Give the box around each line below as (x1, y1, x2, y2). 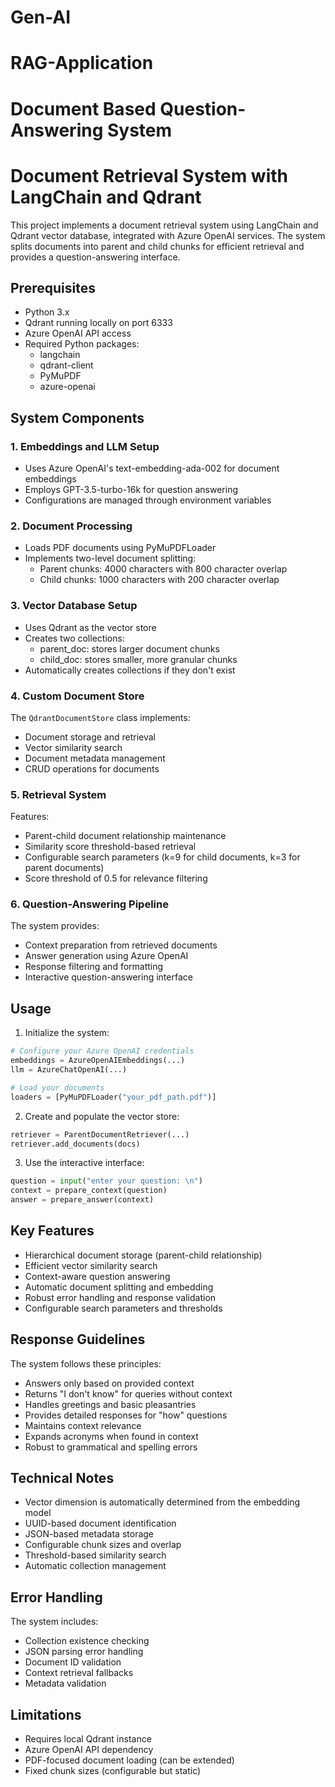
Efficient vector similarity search (24, 1259, 158, 1271)
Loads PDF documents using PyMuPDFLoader (24, 542, 217, 554)
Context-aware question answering (24, 1270, 171, 1282)
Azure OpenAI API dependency (24, 1744, 154, 1756)
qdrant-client (39, 359, 94, 371)
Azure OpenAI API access (24, 327, 132, 340)
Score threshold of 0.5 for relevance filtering (24, 872, 208, 885)
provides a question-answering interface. (10, 251, 181, 263)
